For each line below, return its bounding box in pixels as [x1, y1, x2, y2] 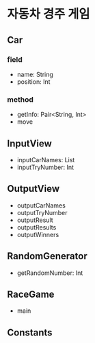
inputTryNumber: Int [16, 163, 74, 171]
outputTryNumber [16, 208, 68, 217]
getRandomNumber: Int [16, 269, 83, 277]
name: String [16, 70, 53, 78]
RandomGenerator [7, 250, 87, 262]
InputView [7, 137, 53, 149]
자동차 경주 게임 [7, 6, 90, 22]
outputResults [16, 223, 57, 231]
